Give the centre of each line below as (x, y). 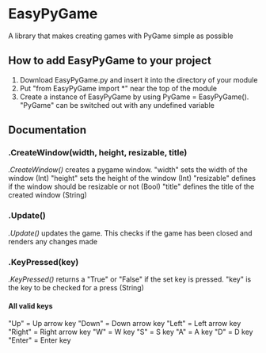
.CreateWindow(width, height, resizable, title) (98, 153)
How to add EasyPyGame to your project (110, 61)
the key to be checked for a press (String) (76, 288)
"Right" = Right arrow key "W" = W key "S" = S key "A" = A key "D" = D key (131, 332)
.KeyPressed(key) (44, 262)
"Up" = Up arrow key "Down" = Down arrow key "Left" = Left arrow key (125, 324)
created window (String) (47, 195)
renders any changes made (53, 241)
